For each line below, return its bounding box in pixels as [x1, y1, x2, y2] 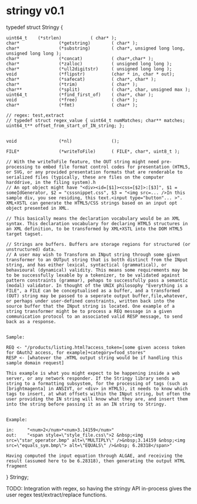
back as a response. [6, 318, 57, 325]
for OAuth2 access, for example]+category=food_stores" [6, 350, 146, 355]
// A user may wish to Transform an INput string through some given [6, 252, 181, 258]
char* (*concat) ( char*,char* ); [6, 55, 154, 61]
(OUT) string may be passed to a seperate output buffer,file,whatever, [6, 293, 188, 299]
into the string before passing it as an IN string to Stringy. [6, 401, 167, 407]
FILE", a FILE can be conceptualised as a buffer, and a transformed [6, 288, 181, 294]
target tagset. [6, 231, 44, 237]
